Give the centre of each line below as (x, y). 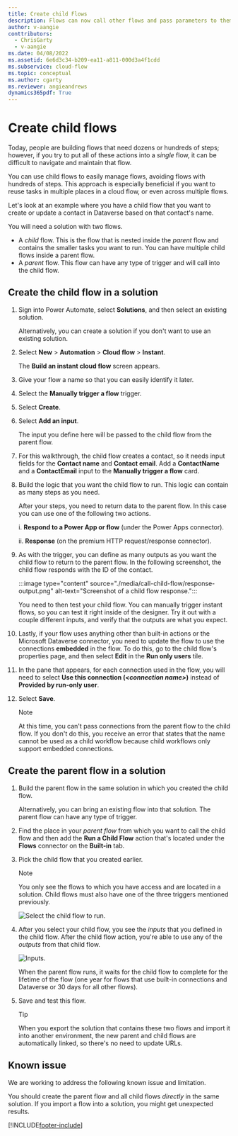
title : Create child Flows (48, 14)
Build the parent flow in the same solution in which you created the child (123, 788)
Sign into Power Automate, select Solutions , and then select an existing (123, 310)
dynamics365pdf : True (40, 93)
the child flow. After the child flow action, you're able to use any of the (120, 937)
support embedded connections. (66, 748)
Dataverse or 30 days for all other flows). (78, 986)
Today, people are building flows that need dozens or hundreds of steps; (114, 148)
